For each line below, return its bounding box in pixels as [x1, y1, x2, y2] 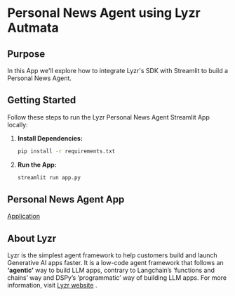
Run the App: [17, 160, 58, 169]
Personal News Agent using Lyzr [7, 5, 201, 21]
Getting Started [7, 94, 76, 106]
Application [7, 212, 41, 221]
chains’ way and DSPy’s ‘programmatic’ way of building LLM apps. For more [7, 274, 227, 282]
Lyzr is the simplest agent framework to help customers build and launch [7, 251, 217, 259]
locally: [7, 120, 28, 129]
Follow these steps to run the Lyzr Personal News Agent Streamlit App [7, 112, 210, 121]
